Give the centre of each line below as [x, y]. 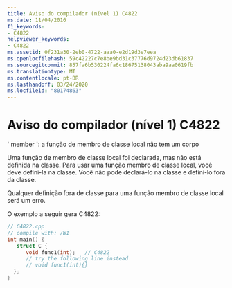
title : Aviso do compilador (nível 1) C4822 [72, 13]
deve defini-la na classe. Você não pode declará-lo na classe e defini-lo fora [116, 172]
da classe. [22, 180]
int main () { [26, 240]
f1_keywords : [26, 26]
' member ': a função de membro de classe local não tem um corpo [103, 144]
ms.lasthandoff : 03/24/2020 [48, 84]
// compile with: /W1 [38, 233]
